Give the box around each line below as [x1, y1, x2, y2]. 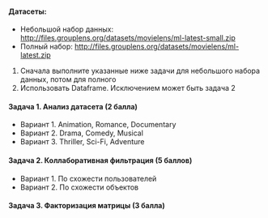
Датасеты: [8, 6, 47, 16]
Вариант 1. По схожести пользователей [19, 173, 157, 183]
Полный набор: [19, 41, 73, 52]
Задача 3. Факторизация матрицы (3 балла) [8, 201, 165, 211]
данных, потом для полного [19, 75, 117, 84]
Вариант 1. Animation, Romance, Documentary [19, 120, 177, 130]
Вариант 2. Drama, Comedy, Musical [19, 128, 144, 138]
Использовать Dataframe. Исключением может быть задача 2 [19, 83, 236, 93]
